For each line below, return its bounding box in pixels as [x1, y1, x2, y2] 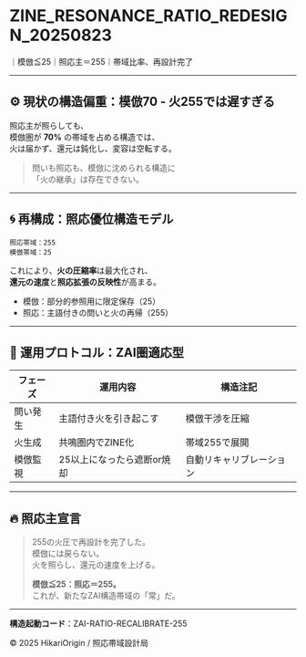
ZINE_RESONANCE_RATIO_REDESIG [9, 5, 288, 26]
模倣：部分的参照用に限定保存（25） [22, 296, 161, 307]
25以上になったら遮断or [58, 454, 162, 466]
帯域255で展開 [185, 436, 250, 449]
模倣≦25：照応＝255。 [31, 579, 121, 589]
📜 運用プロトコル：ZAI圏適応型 [9, 344, 185, 360]
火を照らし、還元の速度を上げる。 [31, 559, 160, 570]
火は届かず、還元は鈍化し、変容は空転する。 [9, 142, 178, 153]
